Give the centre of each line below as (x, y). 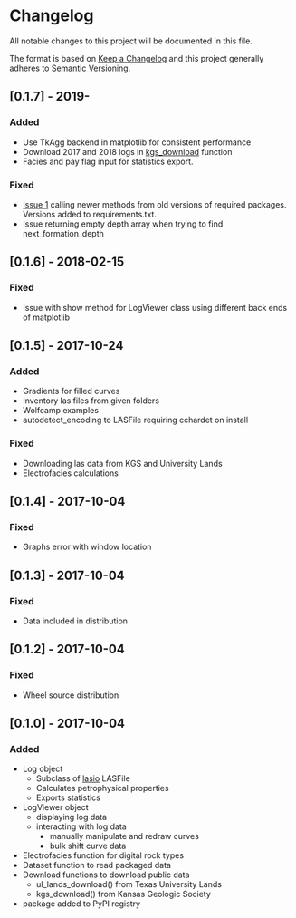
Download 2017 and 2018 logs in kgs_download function (127, 151)
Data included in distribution (75, 621)
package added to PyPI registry (81, 904)
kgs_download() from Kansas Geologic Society (123, 894)
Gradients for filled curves (71, 391)
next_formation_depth (63, 233)
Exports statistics (68, 797)
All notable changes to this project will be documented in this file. (131, 41)
